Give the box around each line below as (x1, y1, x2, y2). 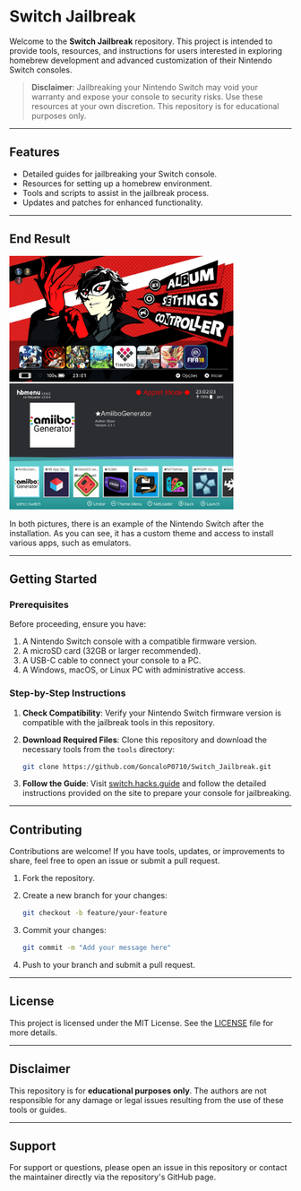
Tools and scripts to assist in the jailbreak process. (21, 187, 210, 198)
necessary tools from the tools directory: (21, 743, 176, 754)
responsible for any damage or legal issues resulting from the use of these (9, 1094, 284, 1105)
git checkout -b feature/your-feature (21, 909, 168, 918)
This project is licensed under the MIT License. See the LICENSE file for (9, 1017, 274, 1028)
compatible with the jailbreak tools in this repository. (21, 716, 215, 727)
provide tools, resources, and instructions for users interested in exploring (9, 45, 283, 56)
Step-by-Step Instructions (9, 687, 126, 699)
